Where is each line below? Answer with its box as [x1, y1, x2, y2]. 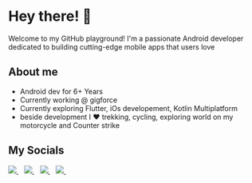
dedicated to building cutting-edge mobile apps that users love [8, 42, 215, 51]
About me [8, 66, 58, 79]
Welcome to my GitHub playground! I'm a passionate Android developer [8, 34, 244, 43]
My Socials [8, 144, 65, 157]
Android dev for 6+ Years [19, 86, 104, 96]
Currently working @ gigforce [19, 95, 118, 105]
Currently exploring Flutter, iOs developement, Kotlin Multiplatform [19, 103, 238, 113]
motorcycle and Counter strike [19, 120, 120, 130]
